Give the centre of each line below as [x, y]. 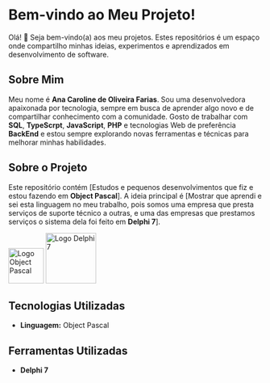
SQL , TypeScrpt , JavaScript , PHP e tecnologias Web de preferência [122, 125]
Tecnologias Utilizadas [67, 306]
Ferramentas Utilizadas [68, 350]
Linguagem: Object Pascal [64, 326]
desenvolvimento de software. [59, 54]
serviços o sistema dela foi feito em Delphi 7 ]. [85, 221]
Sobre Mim [36, 80]
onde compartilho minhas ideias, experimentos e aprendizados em [119, 45]
